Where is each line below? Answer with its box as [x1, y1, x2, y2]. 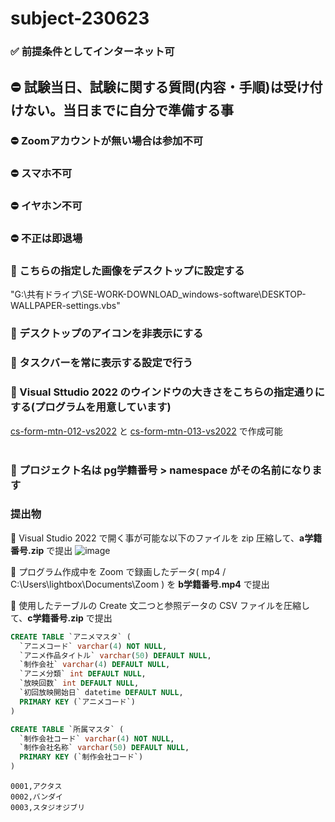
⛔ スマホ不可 [10, 167, 73, 181]
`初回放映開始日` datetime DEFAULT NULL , [19, 688, 184, 698]
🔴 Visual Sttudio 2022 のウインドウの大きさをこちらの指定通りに [10, 385, 325, 399]
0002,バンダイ [10, 792, 63, 802]
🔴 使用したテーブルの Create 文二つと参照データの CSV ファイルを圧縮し [10, 599, 310, 611]
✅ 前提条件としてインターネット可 [10, 45, 175, 59]
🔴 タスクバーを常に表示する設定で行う [10, 356, 193, 370]
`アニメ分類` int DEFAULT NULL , [19, 669, 147, 679]
